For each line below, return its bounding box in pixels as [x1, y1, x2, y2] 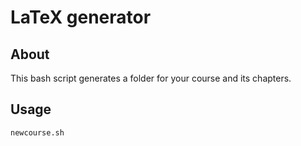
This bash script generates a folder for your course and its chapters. [10, 72, 292, 84]
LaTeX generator [10, 6, 152, 29]
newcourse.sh [10, 127, 65, 138]
